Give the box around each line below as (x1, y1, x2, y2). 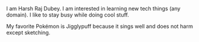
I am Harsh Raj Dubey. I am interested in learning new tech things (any (6, 5, 181, 12)
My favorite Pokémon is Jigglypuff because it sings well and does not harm (6, 23, 193, 30)
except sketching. (6, 29, 51, 36)
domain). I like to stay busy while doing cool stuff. (6, 11, 130, 18)
